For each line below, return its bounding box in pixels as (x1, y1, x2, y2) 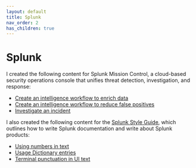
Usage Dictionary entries (14, 149, 76, 156)
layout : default (6, 8, 46, 15)
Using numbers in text (14, 143, 70, 150)
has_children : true (6, 25, 55, 31)
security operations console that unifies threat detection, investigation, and (6, 77, 191, 84)
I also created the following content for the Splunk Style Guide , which (6, 119, 176, 126)
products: (6, 131, 30, 138)
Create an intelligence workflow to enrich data (14, 94, 129, 102)
